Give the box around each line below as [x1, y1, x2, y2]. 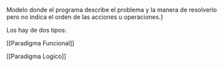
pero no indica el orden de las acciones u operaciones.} [6, 13, 163, 21]
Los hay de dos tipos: [6, 26, 67, 34]
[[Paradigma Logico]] [6, 52, 66, 60]
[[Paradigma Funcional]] [6, 39, 74, 47]
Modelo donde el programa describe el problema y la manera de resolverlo [6, 6, 217, 14]
